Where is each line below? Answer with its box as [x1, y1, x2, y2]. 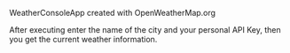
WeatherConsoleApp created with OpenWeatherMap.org [9, 8, 216, 18]
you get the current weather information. [9, 34, 158, 44]
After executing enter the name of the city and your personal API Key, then [9, 25, 281, 34]
